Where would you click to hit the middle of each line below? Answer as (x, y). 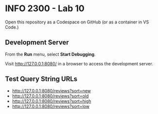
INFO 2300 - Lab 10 (45, 9)
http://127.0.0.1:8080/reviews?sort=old (50, 96)
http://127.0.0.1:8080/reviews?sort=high (52, 101)
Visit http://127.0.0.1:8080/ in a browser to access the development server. (79, 63)
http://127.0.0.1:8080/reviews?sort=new (52, 91)
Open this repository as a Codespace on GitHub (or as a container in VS (77, 22)
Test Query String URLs (41, 79)
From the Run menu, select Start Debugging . (50, 54)
